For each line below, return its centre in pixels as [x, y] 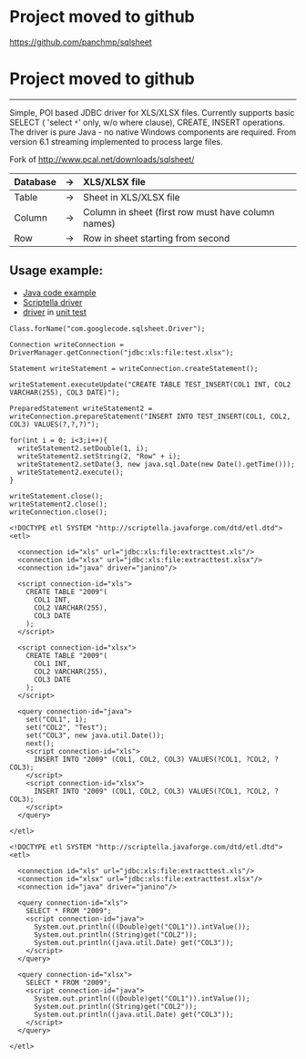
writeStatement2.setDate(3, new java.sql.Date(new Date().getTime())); [157, 464]
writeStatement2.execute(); [71, 472]
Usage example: [56, 271]
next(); [40, 743]
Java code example [59, 293]
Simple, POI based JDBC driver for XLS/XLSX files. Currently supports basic [152, 112]
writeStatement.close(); [56, 496]
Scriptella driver [52, 302]
